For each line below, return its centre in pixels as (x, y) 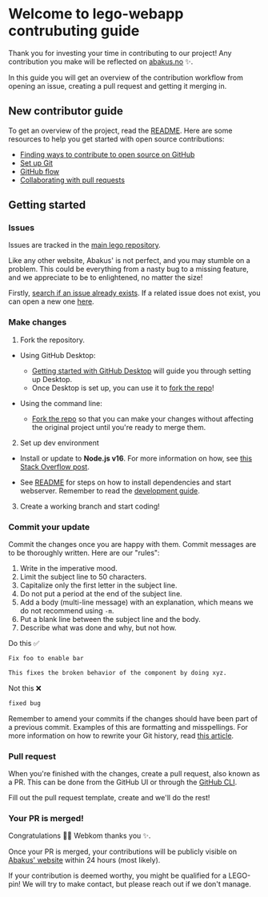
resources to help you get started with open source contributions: (117, 139)
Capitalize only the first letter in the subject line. (98, 585)
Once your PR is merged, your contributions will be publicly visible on (123, 851)
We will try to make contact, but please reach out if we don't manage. (137, 884)
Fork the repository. (52, 340)
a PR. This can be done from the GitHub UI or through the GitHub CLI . (123, 782)
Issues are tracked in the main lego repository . (85, 245)
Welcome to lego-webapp (96, 14)
